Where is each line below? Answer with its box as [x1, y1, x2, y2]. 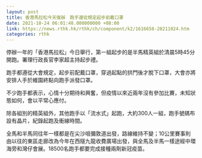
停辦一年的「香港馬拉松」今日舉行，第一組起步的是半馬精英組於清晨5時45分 [6, 49, 195, 56]
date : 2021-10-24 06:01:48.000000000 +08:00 [6, 20, 120, 26]
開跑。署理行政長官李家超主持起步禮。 [6, 56, 101, 63]
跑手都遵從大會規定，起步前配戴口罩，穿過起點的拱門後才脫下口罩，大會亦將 [6, 69, 196, 76]
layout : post [6, 8, 39, 15]
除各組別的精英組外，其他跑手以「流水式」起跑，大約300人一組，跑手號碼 [6, 110, 191, 117]
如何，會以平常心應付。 [11, 97, 70, 104]
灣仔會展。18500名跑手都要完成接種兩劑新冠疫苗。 [22, 145, 148, 153]
